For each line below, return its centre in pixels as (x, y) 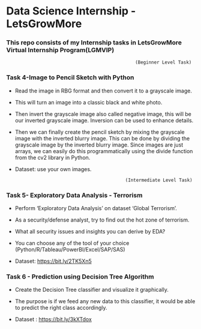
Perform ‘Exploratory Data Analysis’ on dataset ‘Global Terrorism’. (96, 208)
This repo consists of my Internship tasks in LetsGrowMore (94, 43)
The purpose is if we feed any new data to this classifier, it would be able (105, 301)
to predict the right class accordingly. (61, 308)
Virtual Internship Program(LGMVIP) (60, 50)
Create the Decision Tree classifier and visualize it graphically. (92, 290)
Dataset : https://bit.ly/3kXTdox (53, 319)
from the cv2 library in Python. (52, 157)
